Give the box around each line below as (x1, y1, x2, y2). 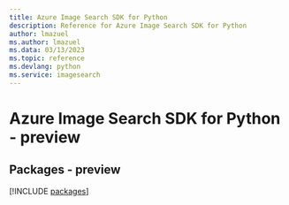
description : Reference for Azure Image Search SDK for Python (9, 21, 247, 30)
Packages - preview (9, 163, 121, 178)
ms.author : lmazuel (9, 37, 81, 47)
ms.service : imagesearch (9, 71, 101, 80)
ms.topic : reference (9, 54, 86, 63)
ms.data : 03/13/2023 (9, 46, 86, 55)
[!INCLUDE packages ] (9, 186, 89, 196)
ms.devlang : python (9, 63, 81, 72)
